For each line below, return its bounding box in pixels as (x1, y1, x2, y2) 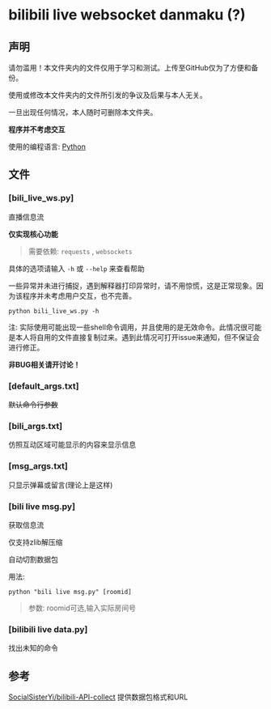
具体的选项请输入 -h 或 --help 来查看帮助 (8, 263, 146, 273)
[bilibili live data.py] (8, 623, 88, 635)
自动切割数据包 (8, 554, 58, 564)
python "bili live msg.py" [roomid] (8, 588, 132, 596)
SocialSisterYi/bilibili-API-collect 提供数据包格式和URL (8, 692, 188, 702)
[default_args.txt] (8, 380, 79, 392)
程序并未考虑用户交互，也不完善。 (22, 291, 136, 300)
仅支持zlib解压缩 (8, 537, 63, 547)
